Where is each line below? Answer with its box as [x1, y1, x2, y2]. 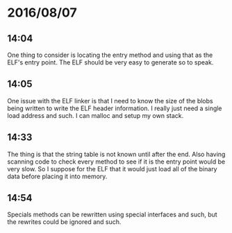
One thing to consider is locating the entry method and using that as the [7, 51, 213, 59]
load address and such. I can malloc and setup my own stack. [7, 111, 184, 119]
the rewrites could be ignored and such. [7, 218, 122, 226]
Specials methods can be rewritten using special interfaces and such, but [7, 210, 217, 219]
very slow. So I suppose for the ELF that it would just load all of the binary [7, 164, 217, 173]
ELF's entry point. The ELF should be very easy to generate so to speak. [7, 58, 214, 67]
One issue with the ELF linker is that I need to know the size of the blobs [7, 96, 213, 105]
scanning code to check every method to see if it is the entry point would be [7, 157, 226, 166]
